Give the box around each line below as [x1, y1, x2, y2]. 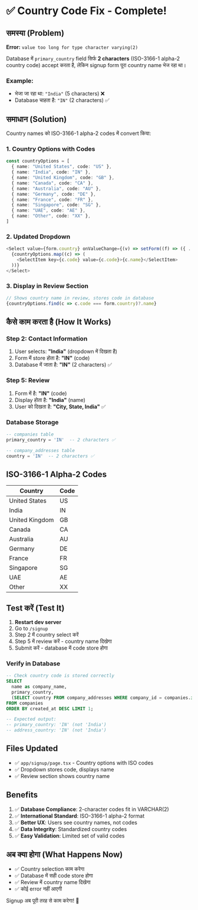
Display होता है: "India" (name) [14, 396, 85, 403]
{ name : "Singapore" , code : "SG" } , [11, 202, 101, 208]
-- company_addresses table [6, 447, 75, 453]
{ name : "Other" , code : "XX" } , [11, 213, 91, 219]
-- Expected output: [6, 716, 57, 723]
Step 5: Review [6, 376, 50, 384]
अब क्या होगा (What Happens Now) [6, 850, 123, 860]
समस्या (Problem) [6, 28, 65, 38]
